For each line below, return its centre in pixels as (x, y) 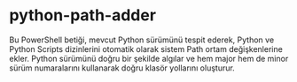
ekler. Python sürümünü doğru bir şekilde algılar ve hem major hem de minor (149, 58)
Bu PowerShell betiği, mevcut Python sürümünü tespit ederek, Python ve (142, 40)
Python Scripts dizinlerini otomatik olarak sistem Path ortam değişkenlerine (146, 48)
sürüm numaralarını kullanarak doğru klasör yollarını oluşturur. (122, 68)
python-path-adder (83, 15)
